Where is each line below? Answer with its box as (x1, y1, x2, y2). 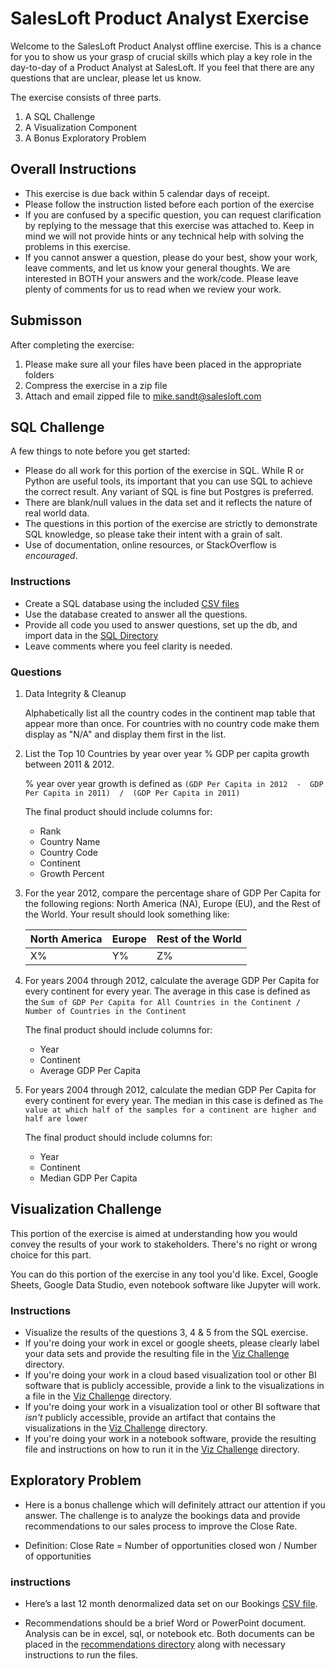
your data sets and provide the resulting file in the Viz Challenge (24, 1348, 290, 1360)
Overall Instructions (10, 161, 137, 178)
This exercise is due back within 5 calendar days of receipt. (24, 187, 270, 199)
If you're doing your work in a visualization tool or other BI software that (24, 1401, 321, 1413)
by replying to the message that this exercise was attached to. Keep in (24, 219, 315, 231)
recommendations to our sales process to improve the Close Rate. (24, 1520, 298, 1532)
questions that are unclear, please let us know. (10, 72, 202, 84)
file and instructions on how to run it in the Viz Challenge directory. (24, 1443, 300, 1456)
